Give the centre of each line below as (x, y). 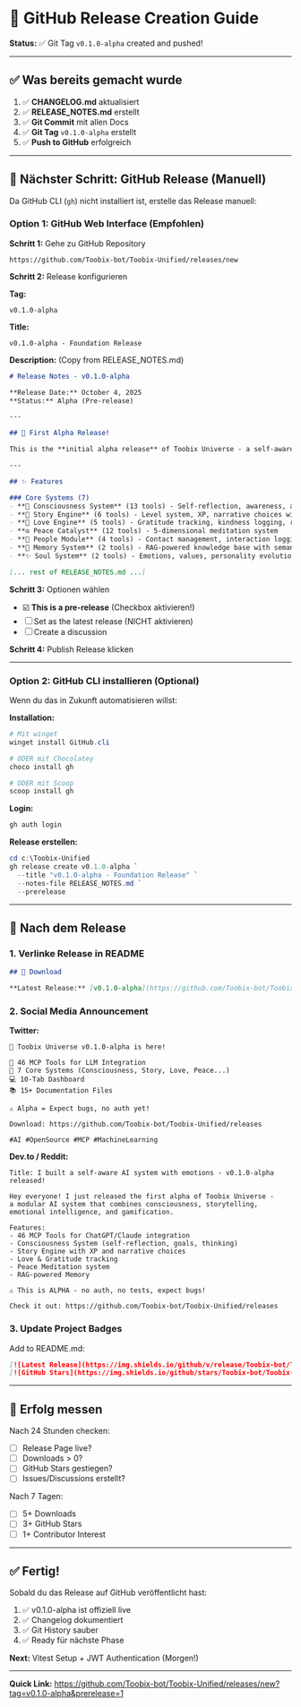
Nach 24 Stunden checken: (60, 1431)
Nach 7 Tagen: (36, 1497)
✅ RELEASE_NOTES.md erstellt (81, 112)
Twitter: (24, 1031)
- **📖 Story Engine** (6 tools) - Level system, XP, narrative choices (146, 514)
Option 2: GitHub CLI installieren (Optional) (104, 681)
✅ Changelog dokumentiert (73, 1620)
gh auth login (36, 825)
